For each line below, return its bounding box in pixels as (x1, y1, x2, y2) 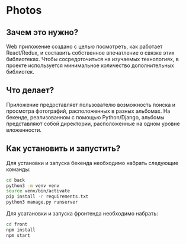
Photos (6, 4, 42, 17)
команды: (6, 166, 31, 173)
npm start (6, 232, 31, 238)
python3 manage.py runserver (6, 199, 78, 205)
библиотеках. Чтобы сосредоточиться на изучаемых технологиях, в (6, 56, 179, 62)
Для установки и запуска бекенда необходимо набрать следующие (6, 159, 179, 166)
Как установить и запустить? (6, 144, 121, 154)
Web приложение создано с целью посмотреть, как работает (6, 43, 163, 50)
